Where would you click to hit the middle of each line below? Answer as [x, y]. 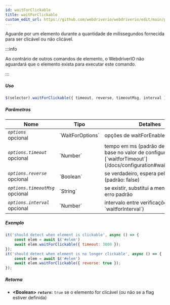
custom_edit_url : [24, 19]
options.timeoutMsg [31, 188]
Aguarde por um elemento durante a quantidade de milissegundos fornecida [85, 34]
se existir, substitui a [129, 188]
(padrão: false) [122, 180]
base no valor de [124, 153]
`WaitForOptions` [79, 135]
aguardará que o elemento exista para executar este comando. [71, 64]
